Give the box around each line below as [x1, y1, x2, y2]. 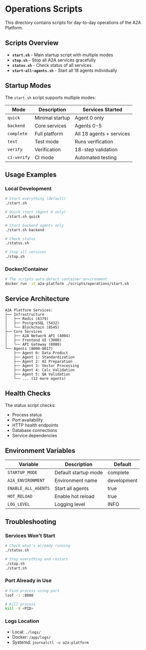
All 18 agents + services [75, 130, 130, 137]
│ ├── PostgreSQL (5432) [5, 321, 60, 325]
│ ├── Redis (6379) [5, 316, 49, 321]
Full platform [34, 130, 63, 137]
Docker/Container [5, 265, 49, 272]
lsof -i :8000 [5, 593, 34, 598]
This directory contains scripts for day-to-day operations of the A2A [5, 20, 142, 25]
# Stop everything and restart [5, 556, 68, 562]
